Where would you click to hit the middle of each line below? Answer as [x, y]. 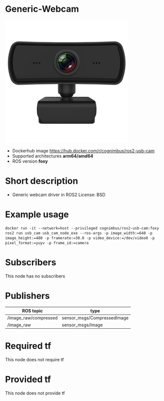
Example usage [37, 215]
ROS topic [32, 311]
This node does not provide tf [35, 393]
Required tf [28, 346]
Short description [42, 181]
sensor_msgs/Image [82, 325]
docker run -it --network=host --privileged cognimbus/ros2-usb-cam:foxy [82, 228]
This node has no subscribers [35, 276]
